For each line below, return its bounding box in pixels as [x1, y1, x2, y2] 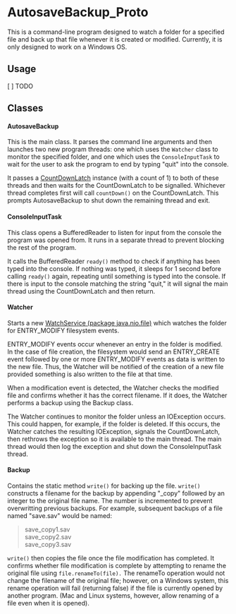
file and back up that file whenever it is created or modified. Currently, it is [7, 35, 223, 43]
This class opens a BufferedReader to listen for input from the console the [7, 228, 222, 236]
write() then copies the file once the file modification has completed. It [7, 553, 215, 562]
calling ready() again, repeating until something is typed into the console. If [7, 272, 226, 280]
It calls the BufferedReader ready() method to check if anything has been [7, 257, 221, 265]
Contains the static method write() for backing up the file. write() [7, 481, 201, 490]
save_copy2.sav [24, 532, 72, 541]
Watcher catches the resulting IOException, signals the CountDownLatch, [7, 427, 221, 435]
